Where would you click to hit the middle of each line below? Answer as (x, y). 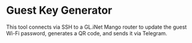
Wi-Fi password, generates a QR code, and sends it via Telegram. (87, 33)
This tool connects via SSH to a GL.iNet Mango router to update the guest (97, 27)
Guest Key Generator (59, 10)
